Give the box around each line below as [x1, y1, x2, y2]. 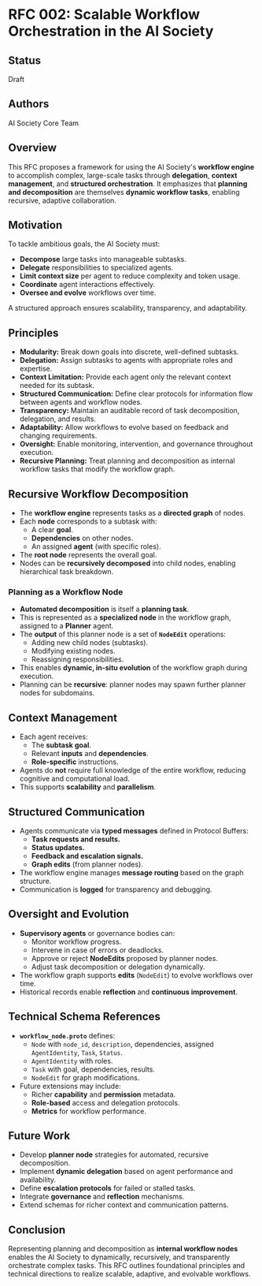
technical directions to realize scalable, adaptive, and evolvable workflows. [8, 1269, 251, 1279]
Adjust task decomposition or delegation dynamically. [31, 962, 205, 971]
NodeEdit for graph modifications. [31, 1072, 140, 1082]
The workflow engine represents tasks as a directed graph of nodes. [19, 509, 246, 518]
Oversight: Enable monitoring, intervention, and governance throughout [19, 439, 253, 449]
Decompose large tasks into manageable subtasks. [19, 255, 187, 264]
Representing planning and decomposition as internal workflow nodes [8, 1244, 238, 1254]
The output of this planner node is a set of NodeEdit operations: [19, 629, 227, 639]
